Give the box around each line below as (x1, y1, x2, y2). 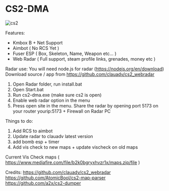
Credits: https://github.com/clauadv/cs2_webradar (5, 169, 111, 175)
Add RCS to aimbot (12, 128, 53, 134)
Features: (5, 30, 25, 36)
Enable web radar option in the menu (12, 97, 91, 103)
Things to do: (5, 118, 33, 124)
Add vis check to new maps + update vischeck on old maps (12, 144, 138, 150)
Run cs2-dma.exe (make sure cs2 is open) (12, 92, 102, 98)
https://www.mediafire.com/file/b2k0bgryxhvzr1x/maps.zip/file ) (5, 159, 140, 166)
